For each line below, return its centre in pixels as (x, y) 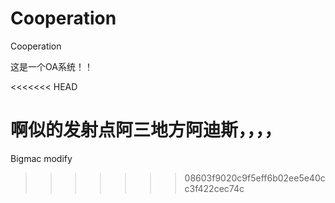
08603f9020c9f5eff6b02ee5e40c (255, 178)
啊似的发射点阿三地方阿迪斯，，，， (146, 130)
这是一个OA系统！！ (51, 66)
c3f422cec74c (214, 188)
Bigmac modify (41, 158)
